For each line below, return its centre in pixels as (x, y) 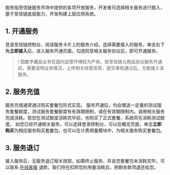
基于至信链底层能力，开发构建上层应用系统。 (52, 14)
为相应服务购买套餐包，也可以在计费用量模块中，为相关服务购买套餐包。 (90, 130)
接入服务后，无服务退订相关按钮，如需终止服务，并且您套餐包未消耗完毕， (83, 161)
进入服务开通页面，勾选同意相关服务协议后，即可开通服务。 (98, 51)
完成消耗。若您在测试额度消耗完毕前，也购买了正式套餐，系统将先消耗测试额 (85, 118)
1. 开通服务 (22, 31)
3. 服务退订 (23, 148)
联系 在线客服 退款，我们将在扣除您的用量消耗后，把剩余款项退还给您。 (84, 167)
